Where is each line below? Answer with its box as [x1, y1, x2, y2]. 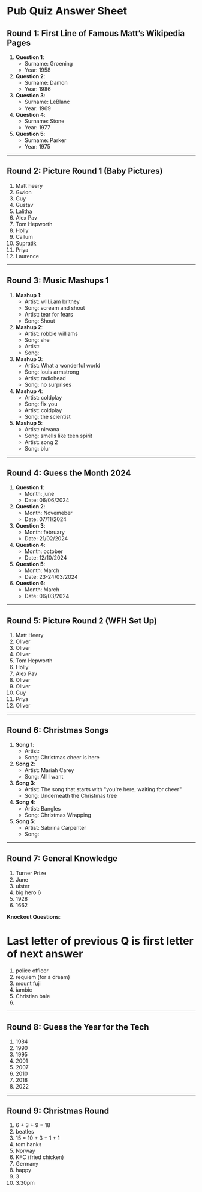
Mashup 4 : [15, 387, 43, 395]
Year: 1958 [24, 66, 51, 73]
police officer [15, 967, 49, 974]
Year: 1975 [24, 143, 50, 150]
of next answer [7, 947, 83, 961]
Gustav [15, 201, 34, 208]
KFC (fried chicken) [15, 1153, 64, 1161]
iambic [15, 986, 32, 993]
